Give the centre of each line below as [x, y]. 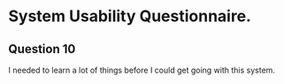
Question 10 [42, 49]
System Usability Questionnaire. [130, 16]
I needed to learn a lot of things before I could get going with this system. [142, 70]
